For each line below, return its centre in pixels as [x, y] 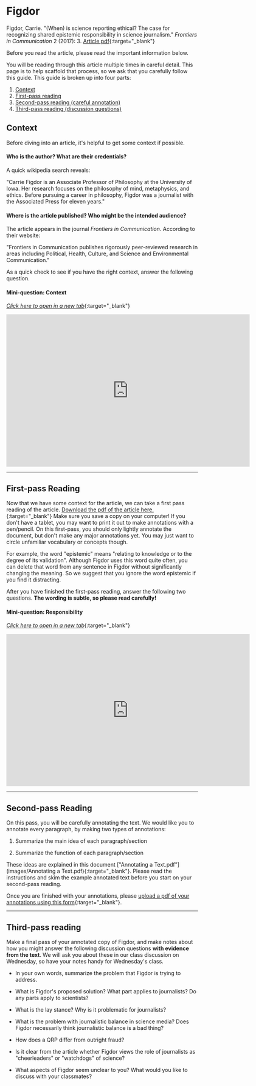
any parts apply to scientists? [52, 998]
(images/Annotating [31, 871]
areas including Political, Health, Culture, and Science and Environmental [98, 254]
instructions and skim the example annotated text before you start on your [99, 878]
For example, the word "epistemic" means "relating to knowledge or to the [99, 554]
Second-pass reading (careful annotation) [67, 102]
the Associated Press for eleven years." [56, 201]
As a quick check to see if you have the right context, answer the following [100, 272]
